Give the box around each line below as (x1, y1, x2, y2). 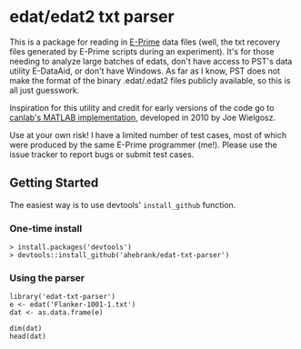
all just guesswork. (9, 85, 80, 95)
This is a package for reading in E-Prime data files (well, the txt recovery (9, 36, 281, 47)
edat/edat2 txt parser (9, 6, 175, 27)
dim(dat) (9, 324, 43, 334)
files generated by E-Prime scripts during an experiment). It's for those (9, 45, 275, 56)
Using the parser (9, 271, 85, 284)
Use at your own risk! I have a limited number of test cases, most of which (9, 129, 287, 140)
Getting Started (9, 175, 99, 191)
